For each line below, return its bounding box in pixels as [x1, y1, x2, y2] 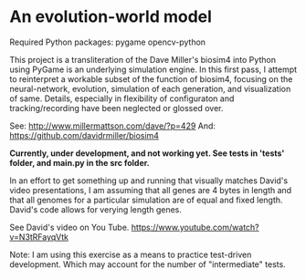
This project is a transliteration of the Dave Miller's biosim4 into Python [9, 54, 277, 65]
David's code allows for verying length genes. [9, 203, 183, 215]
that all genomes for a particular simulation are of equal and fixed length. [9, 194, 283, 205]
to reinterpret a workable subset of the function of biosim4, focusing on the [9, 73, 293, 84]
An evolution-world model [9, 6, 213, 27]
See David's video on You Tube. [9, 222, 130, 232]
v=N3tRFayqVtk [9, 231, 69, 243]
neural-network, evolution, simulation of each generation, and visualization [9, 83, 291, 94]
